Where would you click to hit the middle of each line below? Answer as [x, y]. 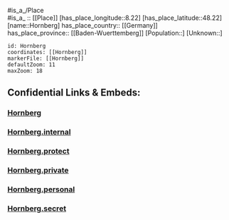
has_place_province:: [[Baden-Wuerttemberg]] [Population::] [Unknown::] [115, 33]
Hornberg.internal [39, 132]
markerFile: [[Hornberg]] [46, 58]
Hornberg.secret [37, 208]
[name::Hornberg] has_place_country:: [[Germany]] [82, 25]
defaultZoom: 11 [31, 65]
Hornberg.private [38, 170]
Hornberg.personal [41, 189]
